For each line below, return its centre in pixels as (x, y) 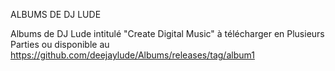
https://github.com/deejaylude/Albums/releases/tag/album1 (132, 55)
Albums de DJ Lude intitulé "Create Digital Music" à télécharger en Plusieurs (167, 33)
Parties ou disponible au (60, 44)
